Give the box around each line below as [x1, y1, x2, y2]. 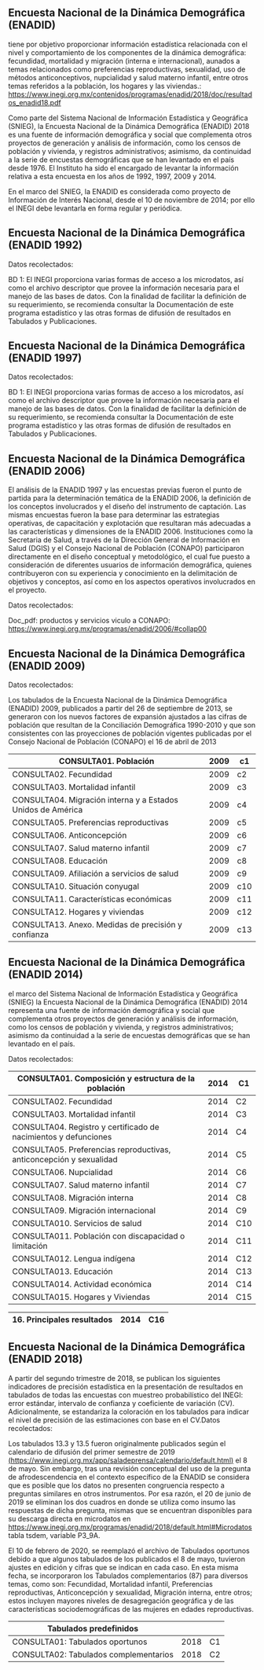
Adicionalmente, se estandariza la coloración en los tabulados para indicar [8, 1407, 250, 1416]
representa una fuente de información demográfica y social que [8, 1005, 214, 1015]
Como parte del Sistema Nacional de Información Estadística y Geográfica [8, 113, 249, 123]
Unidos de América [12, 805, 83, 816]
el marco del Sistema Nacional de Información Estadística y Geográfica [8, 989, 238, 998]
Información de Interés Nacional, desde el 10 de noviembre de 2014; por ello [8, 195, 255, 204]
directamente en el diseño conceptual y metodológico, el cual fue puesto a [8, 552, 251, 561]
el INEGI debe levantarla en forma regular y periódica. [8, 204, 182, 213]
